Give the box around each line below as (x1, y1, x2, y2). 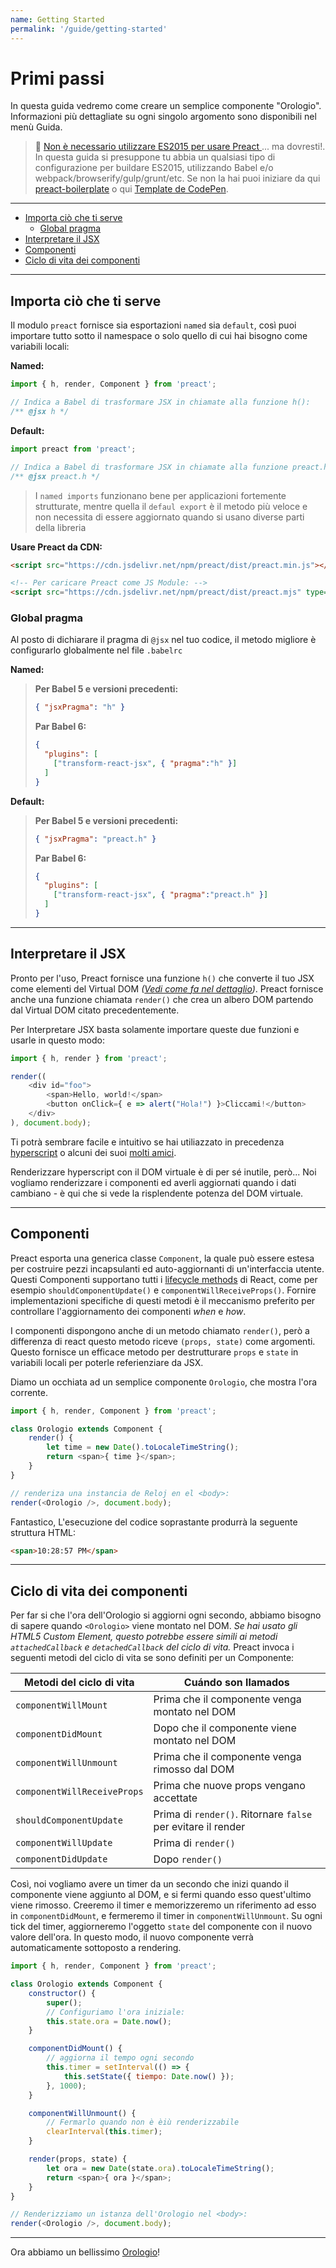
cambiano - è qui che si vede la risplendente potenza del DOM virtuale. (10, 1187, 304, 1199)
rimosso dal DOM (153, 1762, 235, 1776)
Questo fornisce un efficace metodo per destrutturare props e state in (10, 1346, 299, 1358)
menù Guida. (10, 121, 63, 133)
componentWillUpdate (15, 1837, 113, 1849)
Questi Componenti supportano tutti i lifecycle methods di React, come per (10, 1273, 318, 1285)
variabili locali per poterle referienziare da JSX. (10, 1356, 204, 1368)
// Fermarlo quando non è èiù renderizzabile (46, 2117, 240, 2128)
